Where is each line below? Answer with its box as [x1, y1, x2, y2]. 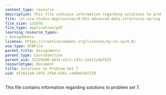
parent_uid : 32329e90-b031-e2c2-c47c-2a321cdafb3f [5, 57, 112, 62]
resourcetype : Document [5, 62, 54, 67]
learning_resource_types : [5, 30, 58, 35]
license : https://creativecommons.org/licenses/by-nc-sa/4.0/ [5, 39, 136, 44]
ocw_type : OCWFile [5, 44, 43, 48]
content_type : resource [5, 7, 54, 12]
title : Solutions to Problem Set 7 [5, 67, 79, 71]
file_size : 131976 [5, 21, 43, 26]
